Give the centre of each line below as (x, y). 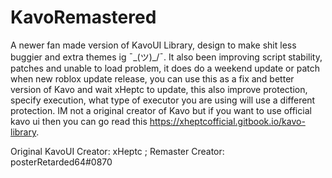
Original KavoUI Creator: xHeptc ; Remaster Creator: (117, 151)
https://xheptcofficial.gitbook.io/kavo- (227, 121)
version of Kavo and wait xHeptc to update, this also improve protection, (159, 89)
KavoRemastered (83, 17)
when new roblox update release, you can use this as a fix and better (152, 78)
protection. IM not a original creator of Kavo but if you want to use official (161, 110)
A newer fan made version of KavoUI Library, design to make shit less (153, 45)
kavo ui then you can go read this (79, 121)
